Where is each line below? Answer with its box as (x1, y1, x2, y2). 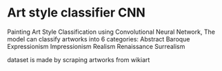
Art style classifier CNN (7, 5, 146, 21)
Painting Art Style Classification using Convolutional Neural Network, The (7, 28, 216, 36)
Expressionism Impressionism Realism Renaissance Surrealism (7, 42, 185, 50)
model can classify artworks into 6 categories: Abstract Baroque (7, 34, 190, 43)
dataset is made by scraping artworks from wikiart (7, 55, 150, 63)
